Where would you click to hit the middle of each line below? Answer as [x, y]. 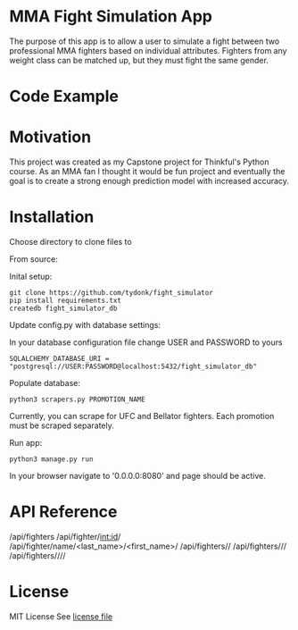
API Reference [63, 512]
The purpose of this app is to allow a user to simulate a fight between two [145, 41]
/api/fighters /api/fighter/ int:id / [65, 536]
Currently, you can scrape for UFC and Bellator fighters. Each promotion [142, 416]
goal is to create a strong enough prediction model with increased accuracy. [149, 181]
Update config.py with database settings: [85, 325]
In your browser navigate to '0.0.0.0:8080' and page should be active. [137, 476]
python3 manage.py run [51, 459]
